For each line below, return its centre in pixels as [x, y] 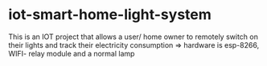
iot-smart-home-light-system [110, 15]
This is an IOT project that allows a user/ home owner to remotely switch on [133, 37]
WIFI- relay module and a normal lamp [72, 53]
